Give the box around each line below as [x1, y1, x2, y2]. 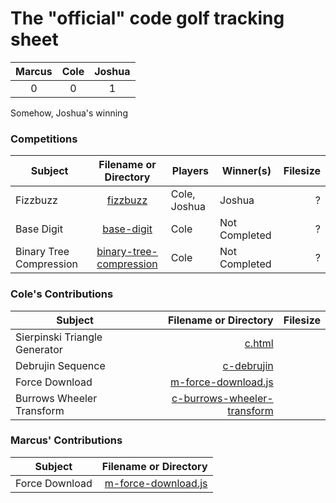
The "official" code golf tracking [10, 7, 285, 30]
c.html [244, 336, 274, 350]
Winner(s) [221, 164, 272, 178]
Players [171, 164, 209, 178]
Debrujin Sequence [15, 358, 106, 372]
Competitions [10, 132, 78, 146]
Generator [15, 342, 63, 356]
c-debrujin [222, 358, 274, 372]
